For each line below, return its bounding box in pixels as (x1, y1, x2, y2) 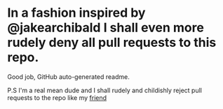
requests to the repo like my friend (7, 93, 107, 102)
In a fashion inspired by (7, 5, 146, 21)
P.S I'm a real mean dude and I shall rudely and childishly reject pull (7, 86, 202, 94)
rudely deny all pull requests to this (7, 35, 217, 50)
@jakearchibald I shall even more (7, 20, 205, 36)
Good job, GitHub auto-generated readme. (7, 72, 130, 81)
